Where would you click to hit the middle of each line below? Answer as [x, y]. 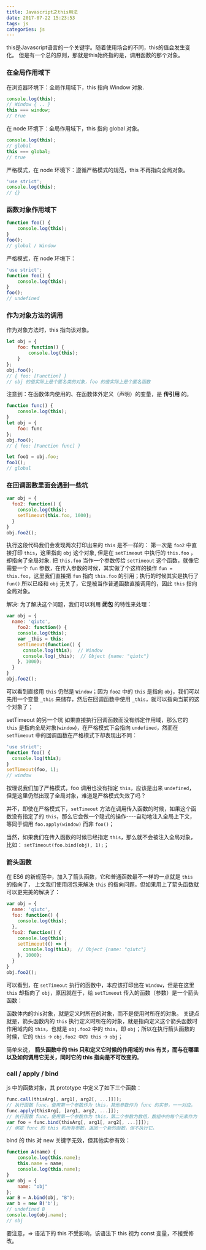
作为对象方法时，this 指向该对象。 [49, 330]
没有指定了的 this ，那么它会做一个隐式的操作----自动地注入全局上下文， [103, 817]
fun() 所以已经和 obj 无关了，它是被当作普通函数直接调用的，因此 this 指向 [102, 583]
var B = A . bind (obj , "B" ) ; [41, 1198]
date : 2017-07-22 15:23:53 [41, 18]
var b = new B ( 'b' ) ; [33, 1204]
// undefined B [26, 1209]
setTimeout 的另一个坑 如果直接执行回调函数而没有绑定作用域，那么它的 [97, 719]
